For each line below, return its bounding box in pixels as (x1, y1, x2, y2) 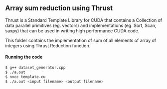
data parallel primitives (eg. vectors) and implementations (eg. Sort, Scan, (5, 22, 157, 28)
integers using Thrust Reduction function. (5, 42, 91, 49)
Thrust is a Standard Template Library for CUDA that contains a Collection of (5, 17, 163, 23)
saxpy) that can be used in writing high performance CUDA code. (5, 27, 140, 34)
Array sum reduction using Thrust (5, 4, 113, 12)
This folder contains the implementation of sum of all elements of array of (5, 37, 157, 43)
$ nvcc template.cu (5, 74, 46, 79)
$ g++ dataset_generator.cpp (5, 65, 66, 70)
